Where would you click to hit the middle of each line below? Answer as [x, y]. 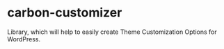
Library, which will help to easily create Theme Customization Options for [112, 32]
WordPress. [24, 39]
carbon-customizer [65, 13]
